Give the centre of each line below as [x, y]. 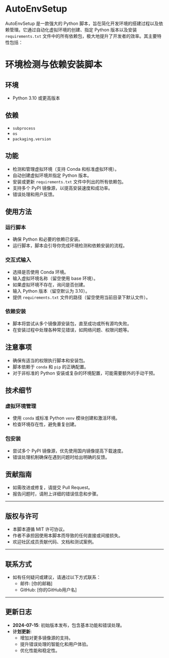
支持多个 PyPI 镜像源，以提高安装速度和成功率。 [63, 188]
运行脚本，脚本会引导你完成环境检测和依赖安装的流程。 [70, 246]
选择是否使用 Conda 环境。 [40, 272]
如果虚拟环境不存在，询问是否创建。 [50, 285]
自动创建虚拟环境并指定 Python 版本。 [52, 175]
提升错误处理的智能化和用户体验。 [55, 644]
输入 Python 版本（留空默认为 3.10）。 [51, 291]
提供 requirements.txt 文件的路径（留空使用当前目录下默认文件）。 [81, 297]
